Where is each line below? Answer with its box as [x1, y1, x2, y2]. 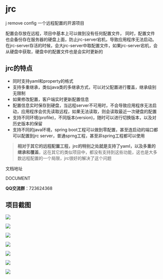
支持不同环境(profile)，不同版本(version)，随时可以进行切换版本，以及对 [12, 114, 157, 120]
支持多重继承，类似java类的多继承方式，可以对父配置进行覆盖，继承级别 [12, 84, 157, 90]
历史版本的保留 [12, 121, 43, 126]
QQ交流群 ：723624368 [5, 185, 53, 191]
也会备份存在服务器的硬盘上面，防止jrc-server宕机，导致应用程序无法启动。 [5, 36, 157, 42]
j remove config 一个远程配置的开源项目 [5, 20, 85, 26]
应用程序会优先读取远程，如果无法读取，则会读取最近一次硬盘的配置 [21, 108, 157, 114]
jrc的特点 [5, 64, 33, 72]
